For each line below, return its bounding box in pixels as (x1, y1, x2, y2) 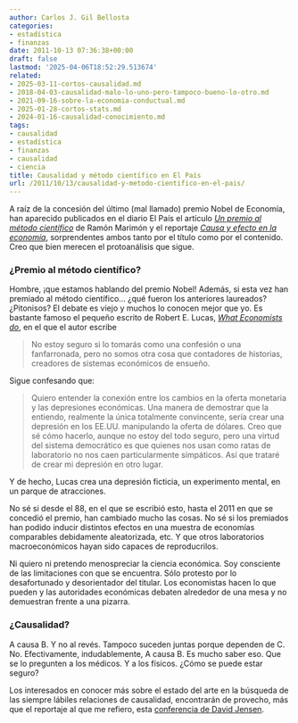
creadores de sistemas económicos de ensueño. (30, 358, 211, 369)
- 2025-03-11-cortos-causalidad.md (9, 79, 142, 88)
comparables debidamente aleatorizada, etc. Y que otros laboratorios (9, 532, 265, 543)
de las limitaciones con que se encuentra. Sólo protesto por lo (9, 568, 237, 578)
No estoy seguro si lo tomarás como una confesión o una (30, 339, 242, 350)
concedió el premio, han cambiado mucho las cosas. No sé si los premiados (9, 512, 289, 523)
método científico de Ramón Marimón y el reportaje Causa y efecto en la (9, 222, 277, 233)
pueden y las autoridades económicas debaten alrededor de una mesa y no (9, 586, 287, 598)
